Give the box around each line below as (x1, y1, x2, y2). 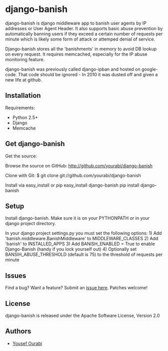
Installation (5, 91, 41, 100)
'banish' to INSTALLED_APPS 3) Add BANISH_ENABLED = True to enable (5, 241, 155, 247)
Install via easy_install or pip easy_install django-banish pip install (5, 182, 139, 188)
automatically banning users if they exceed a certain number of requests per (5, 31, 163, 37)
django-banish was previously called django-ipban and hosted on (5, 66, 141, 72)
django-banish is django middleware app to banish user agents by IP (5, 20, 146, 26)
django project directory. (5, 221, 56, 227)
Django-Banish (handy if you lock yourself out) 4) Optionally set (5, 246, 136, 252)
